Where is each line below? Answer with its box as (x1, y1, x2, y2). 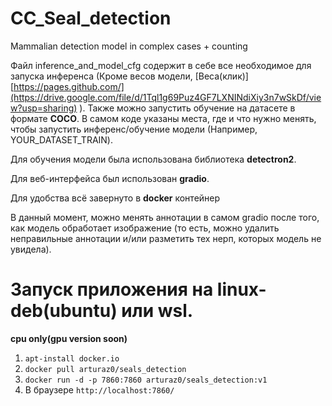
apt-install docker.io (24, 353, 120, 364)
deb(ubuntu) (10, 300, 118, 322)
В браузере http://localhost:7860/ (24, 383, 175, 396)
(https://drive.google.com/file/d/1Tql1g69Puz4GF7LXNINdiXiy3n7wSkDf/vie (10, 91, 322, 103)
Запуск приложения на (10, 278, 214, 301)
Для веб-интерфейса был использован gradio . (10, 172, 210, 184)
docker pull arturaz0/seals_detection (24, 364, 187, 374)
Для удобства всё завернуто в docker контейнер (10, 192, 221, 204)
